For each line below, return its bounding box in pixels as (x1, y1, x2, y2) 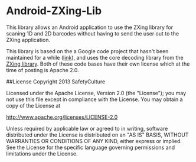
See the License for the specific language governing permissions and (6, 144, 175, 151)
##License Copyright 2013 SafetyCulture (6, 78, 106, 85)
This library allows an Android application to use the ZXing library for (6, 24, 173, 31)
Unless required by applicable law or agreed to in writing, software (6, 125, 168, 132)
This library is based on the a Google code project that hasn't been (6, 47, 169, 54)
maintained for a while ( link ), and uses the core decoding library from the (6, 54, 184, 61)
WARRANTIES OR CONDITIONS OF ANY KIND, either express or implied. (6, 137, 182, 144)
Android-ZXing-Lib (6, 4, 102, 18)
